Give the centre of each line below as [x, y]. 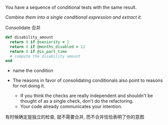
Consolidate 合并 [23, 28]
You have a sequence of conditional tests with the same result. [71, 7]
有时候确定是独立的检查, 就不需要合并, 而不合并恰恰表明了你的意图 [75, 117]
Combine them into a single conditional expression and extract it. [74, 17]
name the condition [33, 71]
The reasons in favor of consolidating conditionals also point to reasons [88, 80]
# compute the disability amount [45, 56]
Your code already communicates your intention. [71, 107]
